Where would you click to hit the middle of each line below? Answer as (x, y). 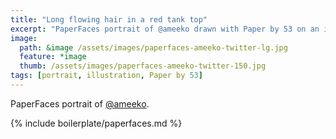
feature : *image (53, 57)
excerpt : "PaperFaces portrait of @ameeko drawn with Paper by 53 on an (165, 29)
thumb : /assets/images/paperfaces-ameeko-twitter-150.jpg (143, 66)
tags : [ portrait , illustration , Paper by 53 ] (106, 76)
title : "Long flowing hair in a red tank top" (109, 19)
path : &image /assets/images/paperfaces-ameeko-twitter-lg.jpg (153, 47)
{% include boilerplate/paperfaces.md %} (96, 123)
